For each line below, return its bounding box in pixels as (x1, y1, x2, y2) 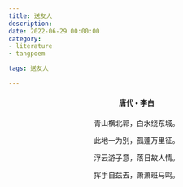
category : (8, 34, 42, 43)
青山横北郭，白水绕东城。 (94, 119, 180, 128)
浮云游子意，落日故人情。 (94, 154, 180, 163)
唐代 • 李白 (119, 98, 155, 107)
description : (8, 20, 53, 28)
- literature (8, 42, 53, 50)
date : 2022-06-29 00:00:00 (8, 27, 100, 35)
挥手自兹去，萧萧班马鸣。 (94, 171, 180, 180)
